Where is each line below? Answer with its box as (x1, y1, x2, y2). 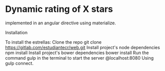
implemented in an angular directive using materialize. (5, 20, 116, 26)
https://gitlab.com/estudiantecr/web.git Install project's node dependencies (5, 44, 161, 50)
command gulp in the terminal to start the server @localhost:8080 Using (5, 55, 154, 61)
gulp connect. (5, 60, 34, 66)
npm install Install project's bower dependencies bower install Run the (5, 50, 149, 56)
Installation (5, 29, 28, 35)
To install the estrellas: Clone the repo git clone (5, 39, 102, 45)
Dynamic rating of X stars (5, 3, 113, 15)
